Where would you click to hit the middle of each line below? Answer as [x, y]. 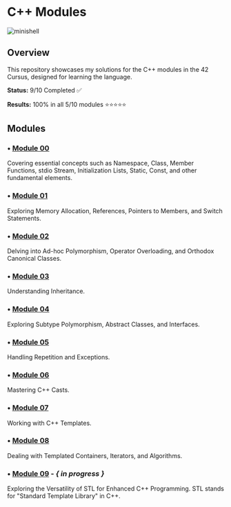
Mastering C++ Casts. [39, 390]
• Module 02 [28, 236]
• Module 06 [28, 375]
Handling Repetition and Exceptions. [59, 357]
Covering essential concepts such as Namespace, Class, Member [101, 163]
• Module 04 [28, 309]
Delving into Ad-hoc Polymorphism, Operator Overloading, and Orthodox [111, 251]
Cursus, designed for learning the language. [70, 77]
